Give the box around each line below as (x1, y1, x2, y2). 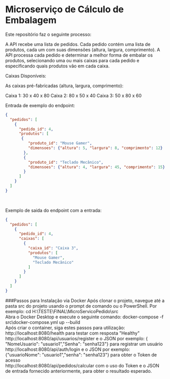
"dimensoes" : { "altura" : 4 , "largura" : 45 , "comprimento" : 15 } (27, 164, 165, 169)
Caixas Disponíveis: (5, 72, 47, 79)
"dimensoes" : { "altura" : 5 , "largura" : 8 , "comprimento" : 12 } (27, 145, 163, 151)
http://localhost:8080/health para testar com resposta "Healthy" (5, 330, 140, 336)
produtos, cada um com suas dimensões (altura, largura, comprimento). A (5, 46, 160, 53)
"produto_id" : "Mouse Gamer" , (27, 141, 93, 146)
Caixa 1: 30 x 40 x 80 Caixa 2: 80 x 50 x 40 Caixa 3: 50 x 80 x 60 (5, 92, 142, 98)
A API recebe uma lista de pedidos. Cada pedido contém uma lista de (5, 41, 151, 47)
